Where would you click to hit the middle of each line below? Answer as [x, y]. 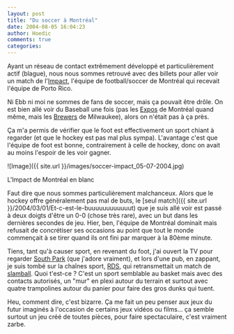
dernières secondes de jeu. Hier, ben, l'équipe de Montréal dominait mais [112, 223]
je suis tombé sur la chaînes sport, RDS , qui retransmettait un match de [109, 266]
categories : [24, 46]
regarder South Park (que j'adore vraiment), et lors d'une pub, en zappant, [114, 259]
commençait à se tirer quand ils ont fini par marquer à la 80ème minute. [110, 238]
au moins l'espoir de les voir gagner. [59, 152]
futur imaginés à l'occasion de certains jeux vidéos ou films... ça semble [111, 309]
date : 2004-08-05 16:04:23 [46, 27]
